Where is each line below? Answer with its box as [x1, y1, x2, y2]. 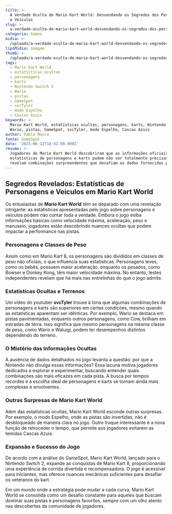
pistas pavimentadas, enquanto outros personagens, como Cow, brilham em [5, 316, 166, 322]
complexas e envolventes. [5, 384, 60, 390]
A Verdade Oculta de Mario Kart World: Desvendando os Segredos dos [10, 12, 159, 17]
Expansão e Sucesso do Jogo [5, 443, 80, 450]
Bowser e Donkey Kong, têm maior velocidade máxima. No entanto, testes [5, 269, 162, 276]
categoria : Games [5, 31, 42, 36]
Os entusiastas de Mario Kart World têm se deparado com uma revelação [5, 201, 161, 207]
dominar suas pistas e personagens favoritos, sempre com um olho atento [5, 497, 162, 504]
